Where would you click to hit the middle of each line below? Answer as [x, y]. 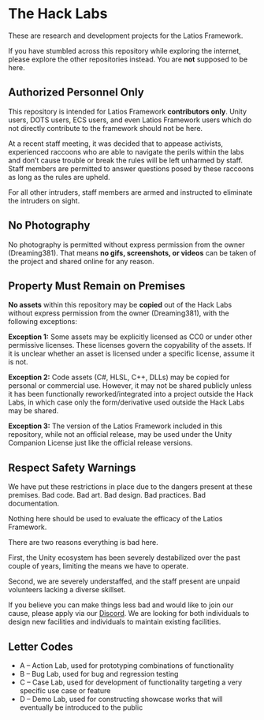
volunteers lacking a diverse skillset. [67, 590]
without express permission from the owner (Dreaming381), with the [119, 313]
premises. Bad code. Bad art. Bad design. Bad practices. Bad [107, 495]
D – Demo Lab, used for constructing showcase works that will [121, 699]
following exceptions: [43, 322]
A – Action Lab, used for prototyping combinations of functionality [126, 666]
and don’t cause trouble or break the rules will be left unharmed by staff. [125, 160]
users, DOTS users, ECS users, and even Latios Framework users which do [130, 120]
